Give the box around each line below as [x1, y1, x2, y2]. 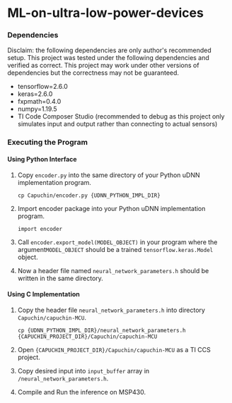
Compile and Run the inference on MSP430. [17, 387, 146, 396]
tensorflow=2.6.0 [17, 83, 69, 91]
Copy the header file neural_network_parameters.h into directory [17, 306, 205, 314]
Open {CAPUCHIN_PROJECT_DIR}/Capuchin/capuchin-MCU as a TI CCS [17, 345, 211, 354]
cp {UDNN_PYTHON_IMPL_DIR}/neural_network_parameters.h [17, 327, 186, 334]
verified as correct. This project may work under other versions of [7, 61, 199, 70]
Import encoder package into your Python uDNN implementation [17, 204, 206, 212]
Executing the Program [7, 138, 88, 148]
